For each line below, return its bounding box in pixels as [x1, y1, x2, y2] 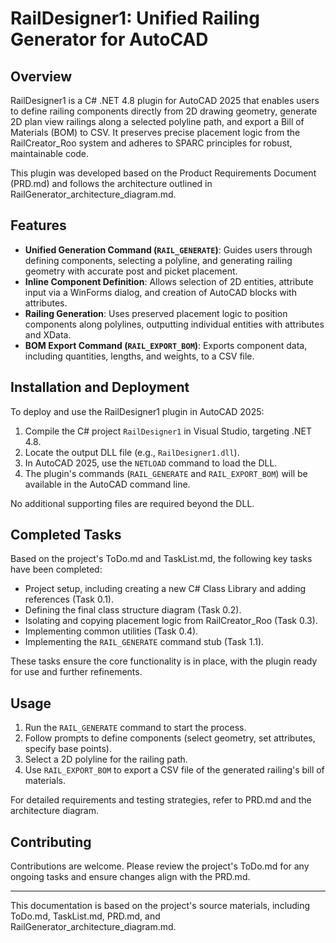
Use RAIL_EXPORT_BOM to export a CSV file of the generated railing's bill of [24, 764, 325, 776]
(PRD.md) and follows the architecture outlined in [10, 178, 213, 189]
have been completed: [10, 563, 103, 576]
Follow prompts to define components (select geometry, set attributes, [24, 732, 316, 744]
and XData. [24, 328, 72, 341]
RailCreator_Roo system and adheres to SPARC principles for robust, [10, 137, 293, 149]
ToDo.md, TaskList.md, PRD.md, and [10, 910, 161, 922]
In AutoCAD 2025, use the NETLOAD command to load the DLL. [24, 457, 278, 469]
